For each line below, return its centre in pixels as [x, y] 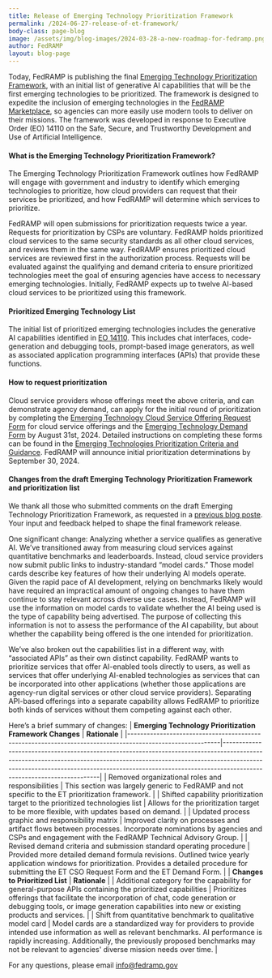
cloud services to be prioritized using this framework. [98, 293]
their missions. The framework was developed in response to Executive [127, 120]
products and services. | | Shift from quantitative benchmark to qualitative [132, 915]
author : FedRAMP [36, 46]
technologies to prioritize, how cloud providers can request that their [123, 191]
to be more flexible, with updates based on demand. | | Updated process [130, 811]
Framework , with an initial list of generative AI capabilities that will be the [130, 85]
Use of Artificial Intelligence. [55, 137]
